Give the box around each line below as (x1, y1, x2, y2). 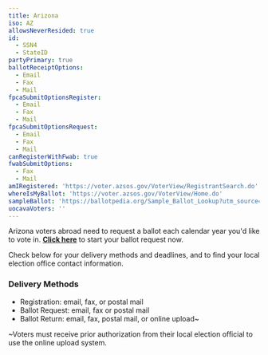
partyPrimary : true (8, 57, 73, 65)
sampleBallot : (8, 197, 56, 205)
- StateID (15, 49, 48, 57)
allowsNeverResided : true (8, 26, 94, 34)
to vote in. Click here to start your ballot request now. (8, 235, 183, 244)
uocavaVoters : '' (8, 204, 66, 212)
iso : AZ (8, 19, 34, 27)
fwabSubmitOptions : (8, 160, 73, 168)
